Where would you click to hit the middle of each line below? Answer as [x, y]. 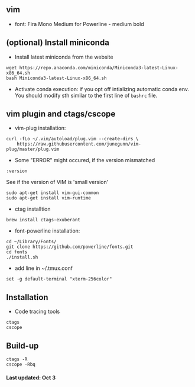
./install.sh [22, 257]
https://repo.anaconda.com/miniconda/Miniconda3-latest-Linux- [99, 67]
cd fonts [17, 252]
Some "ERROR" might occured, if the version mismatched [85, 160]
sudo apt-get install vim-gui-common [53, 193]
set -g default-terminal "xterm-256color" [59, 279]
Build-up [22, 346]
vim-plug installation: [40, 128]
